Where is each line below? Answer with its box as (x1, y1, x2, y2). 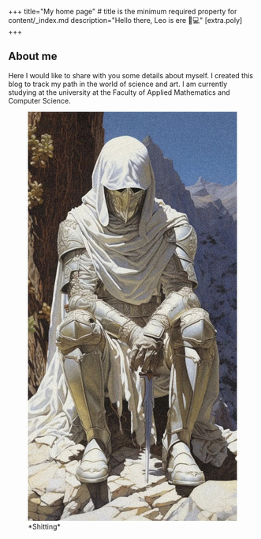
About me (8, 50, 58, 63)
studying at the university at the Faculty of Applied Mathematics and (8, 87, 230, 97)
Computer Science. (8, 96, 71, 105)
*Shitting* (28, 522, 62, 532)
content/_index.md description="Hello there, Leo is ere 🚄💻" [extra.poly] (8, 16, 243, 24)
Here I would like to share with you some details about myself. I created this (8, 70, 254, 80)
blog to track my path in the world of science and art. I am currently (8, 79, 228, 89)
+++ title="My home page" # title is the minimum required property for (8, 7, 237, 16)
